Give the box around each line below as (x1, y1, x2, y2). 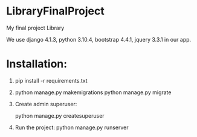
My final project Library (6, 24, 65, 31)
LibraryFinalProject (6, 4, 105, 18)
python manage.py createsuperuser (15, 112, 105, 119)
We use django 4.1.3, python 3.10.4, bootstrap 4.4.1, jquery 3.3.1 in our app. (6, 36, 192, 43)
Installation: (6, 57, 68, 71)
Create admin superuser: (15, 100, 77, 107)
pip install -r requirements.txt (15, 77, 88, 84)
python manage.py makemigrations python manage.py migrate (15, 89, 172, 96)
